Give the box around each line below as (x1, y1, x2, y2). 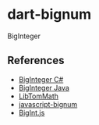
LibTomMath (18, 91, 59, 101)
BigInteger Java (18, 83, 69, 92)
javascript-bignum (18, 99, 78, 109)
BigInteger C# (18, 74, 64, 84)
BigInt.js (18, 108, 45, 117)
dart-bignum (7, 5, 92, 23)
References (7, 54, 65, 67)
